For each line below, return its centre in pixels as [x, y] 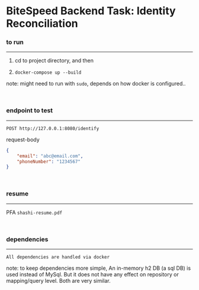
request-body [23, 139]
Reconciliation [42, 23]
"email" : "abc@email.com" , [50, 156]
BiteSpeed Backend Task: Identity [91, 11]
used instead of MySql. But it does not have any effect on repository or [92, 274]
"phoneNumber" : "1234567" [49, 162]
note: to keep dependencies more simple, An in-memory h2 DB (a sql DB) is [99, 268]
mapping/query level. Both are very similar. [58, 280]
